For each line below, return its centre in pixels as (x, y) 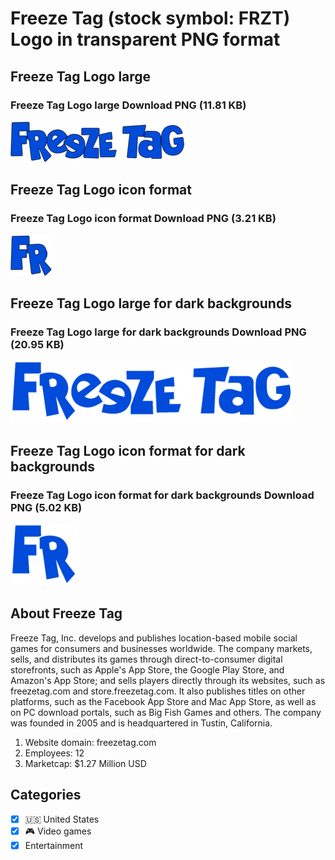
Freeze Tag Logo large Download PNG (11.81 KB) (128, 105)
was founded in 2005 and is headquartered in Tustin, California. (141, 723)
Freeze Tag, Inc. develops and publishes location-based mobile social (154, 638)
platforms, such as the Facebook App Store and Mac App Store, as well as (163, 701)
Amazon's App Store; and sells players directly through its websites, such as (168, 680)
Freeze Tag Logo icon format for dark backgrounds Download (162, 495)
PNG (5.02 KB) (46, 507)
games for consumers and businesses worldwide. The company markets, (161, 648)
